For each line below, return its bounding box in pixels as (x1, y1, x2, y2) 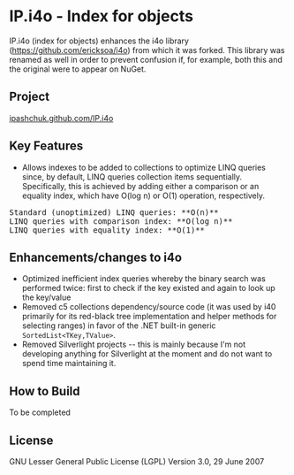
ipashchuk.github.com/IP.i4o (9, 112, 114, 123)
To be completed (9, 407, 71, 418)
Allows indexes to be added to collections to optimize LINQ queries (21, 162, 267, 172)
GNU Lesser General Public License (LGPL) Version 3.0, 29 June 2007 (9, 456, 265, 466)
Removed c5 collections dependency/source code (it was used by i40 (21, 302, 276, 312)
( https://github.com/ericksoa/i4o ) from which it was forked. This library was (9, 44, 285, 55)
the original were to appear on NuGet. (9, 64, 147, 74)
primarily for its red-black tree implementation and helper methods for (21, 311, 277, 322)
